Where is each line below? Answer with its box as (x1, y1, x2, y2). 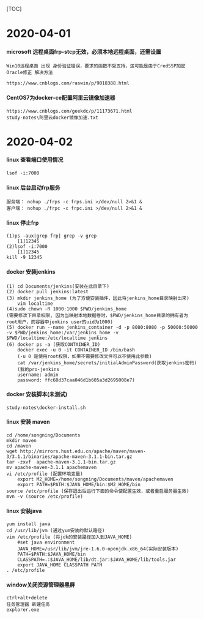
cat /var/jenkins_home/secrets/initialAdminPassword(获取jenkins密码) (17, 359, 197, 366)
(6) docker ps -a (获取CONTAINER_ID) (6, 341, 101, 348)
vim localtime (17, 300, 53, 307)
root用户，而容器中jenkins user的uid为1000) (6, 318, 113, 325)
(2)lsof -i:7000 (6, 244, 48, 250)
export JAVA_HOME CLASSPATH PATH (17, 562, 103, 568)
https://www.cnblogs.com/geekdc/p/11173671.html (6, 108, 133, 114)
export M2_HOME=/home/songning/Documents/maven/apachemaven (17, 476, 173, 482)
